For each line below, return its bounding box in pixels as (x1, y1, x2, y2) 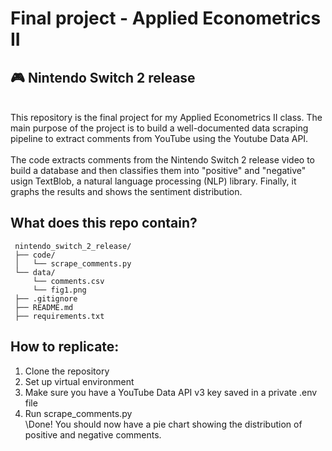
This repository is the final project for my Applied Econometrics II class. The (10, 112, 323, 123)
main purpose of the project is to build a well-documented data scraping (10, 122, 309, 134)
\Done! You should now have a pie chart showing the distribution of (24, 418, 303, 430)
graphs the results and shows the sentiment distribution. (10, 186, 243, 197)
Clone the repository (24, 365, 110, 377)
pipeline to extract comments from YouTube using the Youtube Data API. (10, 133, 309, 144)
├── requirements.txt (14, 311, 105, 321)
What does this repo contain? (10, 215, 198, 232)
